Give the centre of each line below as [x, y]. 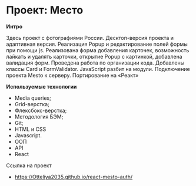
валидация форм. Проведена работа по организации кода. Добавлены [95, 63]
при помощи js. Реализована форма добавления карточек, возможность [98, 50]
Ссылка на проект [29, 165]
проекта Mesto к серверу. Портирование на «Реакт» [72, 75]
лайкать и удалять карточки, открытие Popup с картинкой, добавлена [94, 56]
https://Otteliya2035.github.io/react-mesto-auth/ [74, 177]
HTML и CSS [30, 129]
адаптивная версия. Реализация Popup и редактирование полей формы [97, 44]
